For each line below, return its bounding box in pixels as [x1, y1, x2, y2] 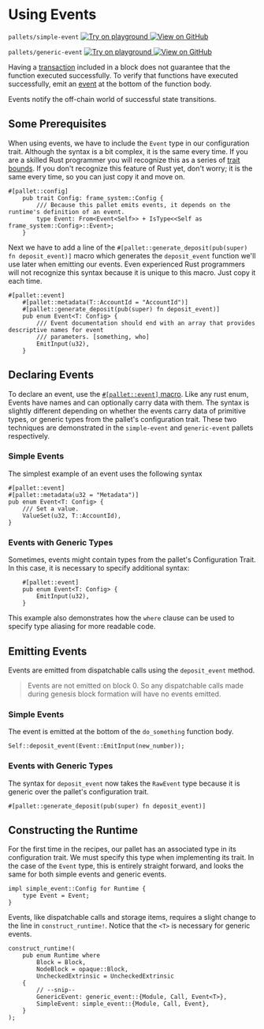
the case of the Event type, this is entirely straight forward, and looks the [8, 861, 244, 871]
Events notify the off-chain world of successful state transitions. [8, 94, 217, 104]
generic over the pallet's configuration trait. [8, 786, 150, 796]
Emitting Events [8, 644, 87, 658]
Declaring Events [8, 368, 95, 382]
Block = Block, [36, 959, 87, 967]
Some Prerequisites [8, 117, 107, 131]
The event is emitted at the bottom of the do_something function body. [8, 727, 234, 737]
